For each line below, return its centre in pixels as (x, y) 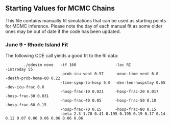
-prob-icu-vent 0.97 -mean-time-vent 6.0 (109, 74)
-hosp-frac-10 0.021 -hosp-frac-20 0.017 (109, 92)
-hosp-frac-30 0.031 (27, 96)
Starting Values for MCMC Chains (60, 8)
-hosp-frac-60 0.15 (26, 105)
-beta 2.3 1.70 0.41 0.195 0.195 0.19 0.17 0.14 (113, 114)
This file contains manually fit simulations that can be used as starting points (86, 20)
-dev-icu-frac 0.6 (25, 87)
